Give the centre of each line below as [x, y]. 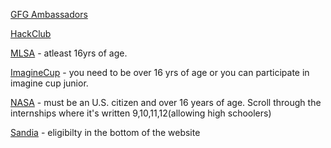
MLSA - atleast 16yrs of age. [69, 53]
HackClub [31, 33]
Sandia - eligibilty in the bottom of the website [105, 132]
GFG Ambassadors [49, 14]
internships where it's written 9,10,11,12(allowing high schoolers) [141, 113]
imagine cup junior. [49, 83]
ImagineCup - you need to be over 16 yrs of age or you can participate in [160, 72]
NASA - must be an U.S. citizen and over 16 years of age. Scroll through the [166, 102]
